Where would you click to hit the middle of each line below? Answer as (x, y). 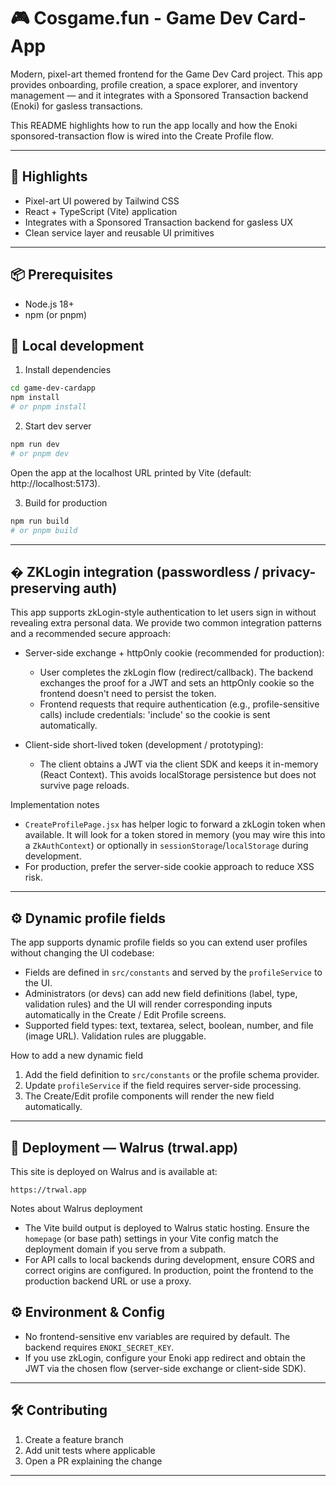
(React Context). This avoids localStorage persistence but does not (178, 775)
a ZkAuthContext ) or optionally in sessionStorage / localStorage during (166, 846)
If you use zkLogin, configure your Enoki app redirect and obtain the (165, 1357)
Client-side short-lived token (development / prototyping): (144, 745)
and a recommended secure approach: (90, 634)
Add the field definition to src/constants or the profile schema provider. (172, 1075)
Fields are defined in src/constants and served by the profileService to (173, 972)
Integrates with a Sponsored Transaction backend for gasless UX (159, 222)
